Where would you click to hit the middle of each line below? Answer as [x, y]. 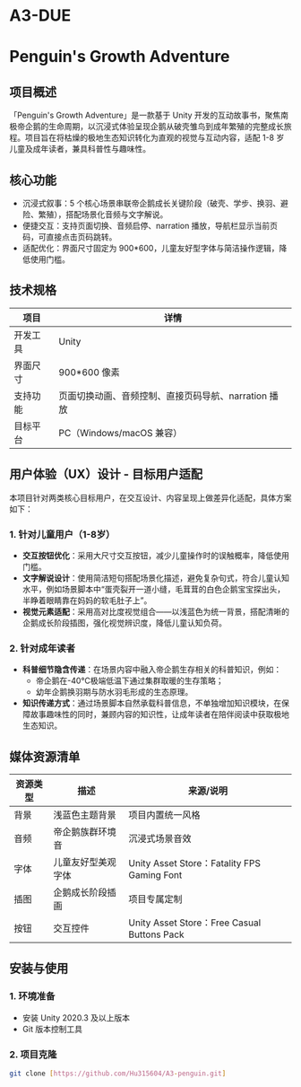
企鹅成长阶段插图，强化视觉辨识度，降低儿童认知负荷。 [124, 622]
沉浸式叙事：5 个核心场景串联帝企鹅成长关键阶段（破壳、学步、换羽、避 [155, 203]
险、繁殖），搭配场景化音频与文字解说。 [95, 215]
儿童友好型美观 [85, 863]
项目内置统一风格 [164, 815]
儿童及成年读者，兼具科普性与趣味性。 [80, 149]
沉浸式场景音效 [160, 838]
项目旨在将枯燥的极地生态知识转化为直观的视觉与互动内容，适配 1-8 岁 [155, 138]
